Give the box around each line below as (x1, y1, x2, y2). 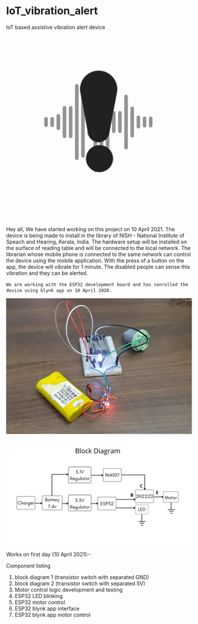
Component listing (6, 562, 51, 569)
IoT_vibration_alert (6, 4, 98, 18)
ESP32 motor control (14, 599, 66, 606)
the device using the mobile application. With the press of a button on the (6, 257, 184, 264)
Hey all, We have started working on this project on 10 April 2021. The (6, 225, 175, 232)
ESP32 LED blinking (14, 592, 63, 599)
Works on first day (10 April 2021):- (6, 550, 91, 558)
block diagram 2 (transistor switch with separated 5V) (14, 580, 146, 587)
